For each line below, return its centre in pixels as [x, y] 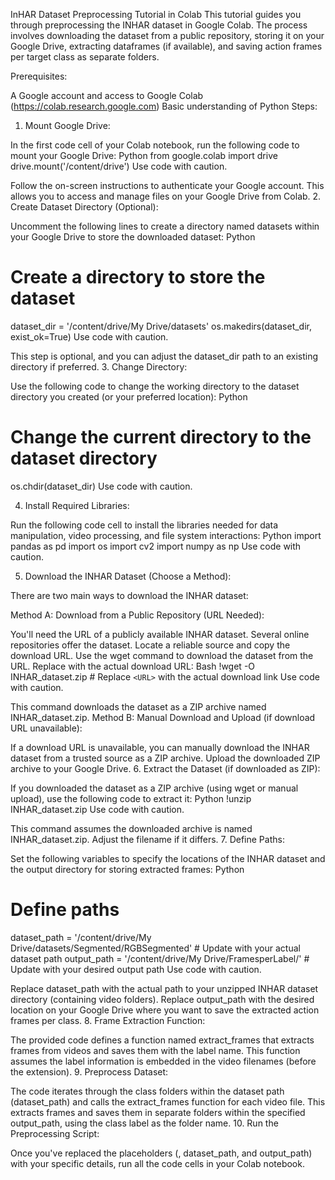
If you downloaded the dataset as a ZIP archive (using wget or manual [154, 788]
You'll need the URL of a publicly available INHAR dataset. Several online [160, 634]
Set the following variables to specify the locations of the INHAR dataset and [168, 858]
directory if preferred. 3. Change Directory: [99, 366]
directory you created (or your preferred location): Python [129, 396]
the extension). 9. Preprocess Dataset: [89, 1071]
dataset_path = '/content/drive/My [81, 937]
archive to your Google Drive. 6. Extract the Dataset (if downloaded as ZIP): [165, 768]
